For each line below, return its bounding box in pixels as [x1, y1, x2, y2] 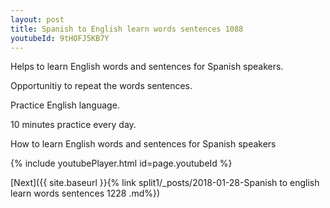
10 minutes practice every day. [10, 119, 137, 131]
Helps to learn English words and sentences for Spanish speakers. [10, 61, 284, 73]
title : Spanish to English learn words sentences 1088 [10, 24, 244, 34]
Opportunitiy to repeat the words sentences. [10, 80, 193, 92]
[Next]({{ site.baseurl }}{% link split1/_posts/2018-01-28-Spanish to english [10, 177, 320, 189]
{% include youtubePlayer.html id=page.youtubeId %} [10, 157, 233, 170]
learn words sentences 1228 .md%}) [10, 187, 161, 200]
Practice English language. [10, 99, 120, 111]
